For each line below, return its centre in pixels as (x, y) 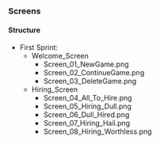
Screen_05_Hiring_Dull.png (88, 106)
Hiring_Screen (55, 89)
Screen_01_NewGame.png (86, 64)
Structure (25, 30)
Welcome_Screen (60, 56)
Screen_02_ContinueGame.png (94, 73)
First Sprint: (38, 47)
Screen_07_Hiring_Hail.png (87, 123)
